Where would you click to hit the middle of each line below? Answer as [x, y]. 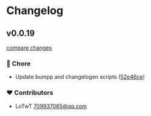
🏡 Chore [18, 63]
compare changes [29, 48]
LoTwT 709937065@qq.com [51, 106]
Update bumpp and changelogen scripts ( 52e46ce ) [80, 77]
